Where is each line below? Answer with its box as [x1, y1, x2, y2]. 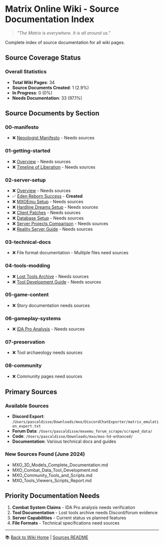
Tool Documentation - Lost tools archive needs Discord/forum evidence [12, 510, 158, 516]
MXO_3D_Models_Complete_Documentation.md [12, 462, 108, 468]
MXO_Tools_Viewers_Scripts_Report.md [12, 478, 92, 483]
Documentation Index [5, 14, 94, 25]
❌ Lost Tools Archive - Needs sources [12, 273, 89, 279]
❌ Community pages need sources [12, 373, 82, 379]
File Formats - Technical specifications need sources [12, 520, 120, 526]
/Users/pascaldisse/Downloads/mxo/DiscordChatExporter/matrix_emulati [12, 419, 159, 425]
